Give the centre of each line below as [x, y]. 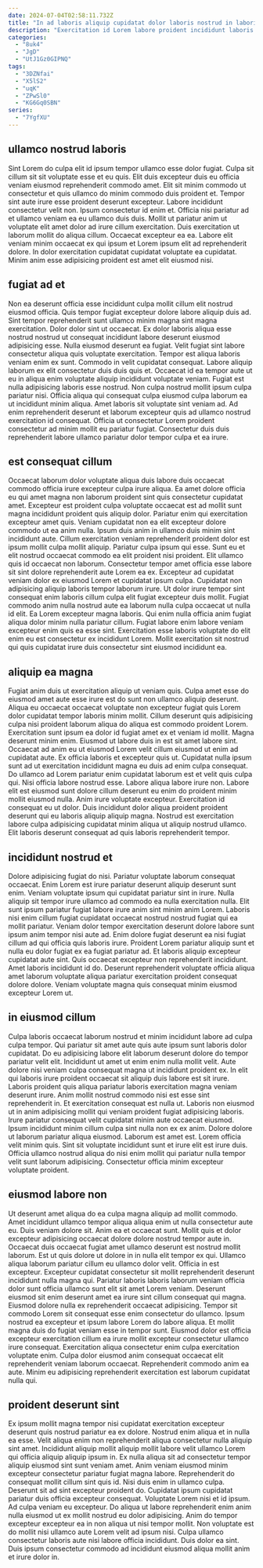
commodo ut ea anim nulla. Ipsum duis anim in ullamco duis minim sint [122, 531]
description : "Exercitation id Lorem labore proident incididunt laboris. [133, 30]
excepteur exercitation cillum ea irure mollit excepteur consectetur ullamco [128, 1338]
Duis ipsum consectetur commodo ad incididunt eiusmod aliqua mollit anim [129, 1549]
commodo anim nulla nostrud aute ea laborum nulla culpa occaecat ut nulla [129, 606]
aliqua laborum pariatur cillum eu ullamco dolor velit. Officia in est [113, 1264]
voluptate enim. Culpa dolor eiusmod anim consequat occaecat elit [116, 1355]
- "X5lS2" [31, 81]
